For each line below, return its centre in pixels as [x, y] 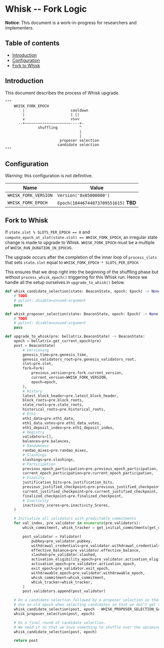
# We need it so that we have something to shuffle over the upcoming [87, 627]
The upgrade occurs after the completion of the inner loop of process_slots [81, 257]
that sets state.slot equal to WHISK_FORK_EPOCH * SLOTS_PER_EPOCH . [72, 262]
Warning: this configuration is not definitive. [49, 176]
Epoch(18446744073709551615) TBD [97, 203]
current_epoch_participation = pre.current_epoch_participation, [88, 473]
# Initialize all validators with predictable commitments [75, 518]
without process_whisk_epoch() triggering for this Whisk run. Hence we [76, 277]
